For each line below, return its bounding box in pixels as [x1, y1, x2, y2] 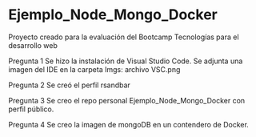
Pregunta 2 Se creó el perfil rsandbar [8, 80, 130, 90]
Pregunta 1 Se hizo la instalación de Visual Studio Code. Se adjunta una [8, 56, 243, 66]
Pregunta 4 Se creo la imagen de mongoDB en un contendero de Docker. [8, 119, 250, 129]
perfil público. [8, 104, 54, 114]
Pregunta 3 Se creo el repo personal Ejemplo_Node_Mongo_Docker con [8, 95, 246, 105]
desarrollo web [8, 40, 58, 50]
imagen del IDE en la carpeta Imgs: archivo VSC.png [8, 64, 181, 74]
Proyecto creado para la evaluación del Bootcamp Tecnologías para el [8, 32, 239, 42]
